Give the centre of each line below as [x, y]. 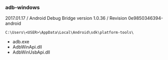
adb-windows [23, 7]
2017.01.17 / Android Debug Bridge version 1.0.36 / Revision [66, 18]
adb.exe [21, 42]
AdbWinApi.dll [27, 47]
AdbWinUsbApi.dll [31, 52]
